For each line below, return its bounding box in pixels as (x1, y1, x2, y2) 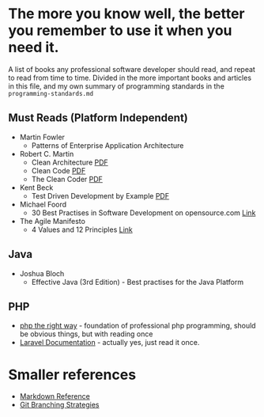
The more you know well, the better (8, 5, 245, 23)
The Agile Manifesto (19, 216, 85, 226)
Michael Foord (19, 199, 67, 209)
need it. (8, 39, 59, 56)
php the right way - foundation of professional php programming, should (19, 321, 256, 331)
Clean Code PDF (31, 165, 86, 175)
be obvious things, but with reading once (19, 329, 153, 339)
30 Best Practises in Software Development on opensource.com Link (31, 207, 256, 218)
